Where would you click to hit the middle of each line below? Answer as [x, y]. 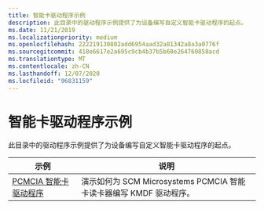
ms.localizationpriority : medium [63, 37]
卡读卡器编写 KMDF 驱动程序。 [138, 193]
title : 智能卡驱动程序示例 [47, 15]
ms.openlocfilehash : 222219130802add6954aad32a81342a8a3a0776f [114, 45]
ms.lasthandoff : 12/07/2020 [54, 74]
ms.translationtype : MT [47, 59]
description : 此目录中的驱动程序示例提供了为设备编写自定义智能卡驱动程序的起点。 [128, 23]
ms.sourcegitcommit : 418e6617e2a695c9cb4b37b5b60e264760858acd [114, 52]
